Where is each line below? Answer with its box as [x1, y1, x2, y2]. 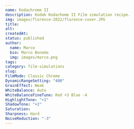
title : [5, 21, 19, 27]
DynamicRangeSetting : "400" [5, 78, 65, 83]
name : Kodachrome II [5, 7, 49, 13]
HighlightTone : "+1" [5, 97, 49, 102]
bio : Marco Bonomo [10, 50, 49, 55]
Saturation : [5, 107, 30, 112]
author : [5, 41, 22, 46]
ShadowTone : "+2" [5, 102, 42, 107]
